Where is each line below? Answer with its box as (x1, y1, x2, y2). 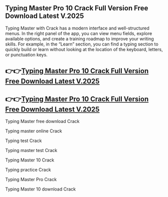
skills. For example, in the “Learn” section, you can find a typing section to (5, 41, 159, 47)
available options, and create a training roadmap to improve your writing (5, 35, 154, 41)
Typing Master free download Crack (5, 118, 80, 124)
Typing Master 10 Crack (5, 157, 55, 163)
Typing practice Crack (5, 167, 51, 173)
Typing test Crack (5, 137, 42, 144)
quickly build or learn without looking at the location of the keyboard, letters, (5, 46, 163, 52)
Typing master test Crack (5, 147, 58, 153)
